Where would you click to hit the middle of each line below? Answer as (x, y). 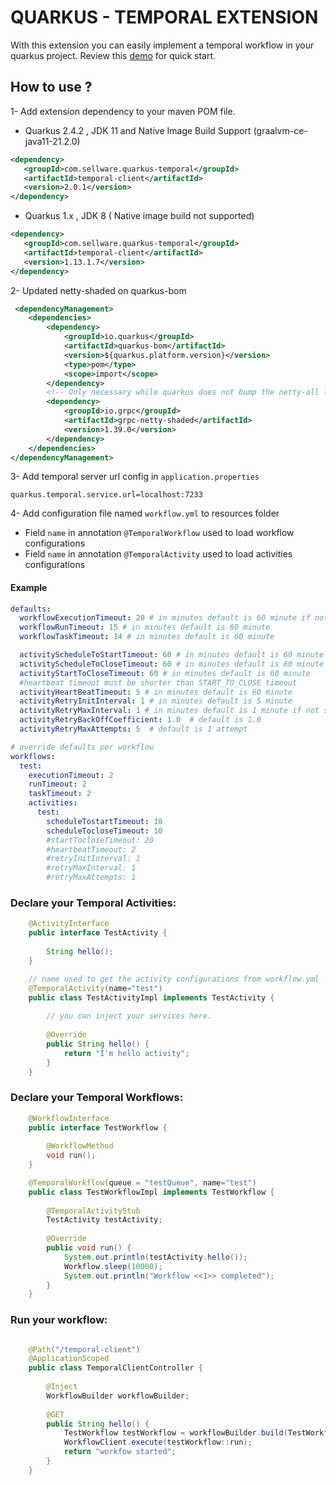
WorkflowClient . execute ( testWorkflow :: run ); (158, 1442)
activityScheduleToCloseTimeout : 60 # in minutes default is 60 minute (172, 664)
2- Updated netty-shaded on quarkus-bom (98, 290)
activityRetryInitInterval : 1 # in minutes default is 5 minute (156, 701)
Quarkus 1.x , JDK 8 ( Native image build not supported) (139, 216)
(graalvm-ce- (280, 130)
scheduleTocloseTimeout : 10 (104, 831)
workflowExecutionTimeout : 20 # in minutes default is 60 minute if (165, 618)
